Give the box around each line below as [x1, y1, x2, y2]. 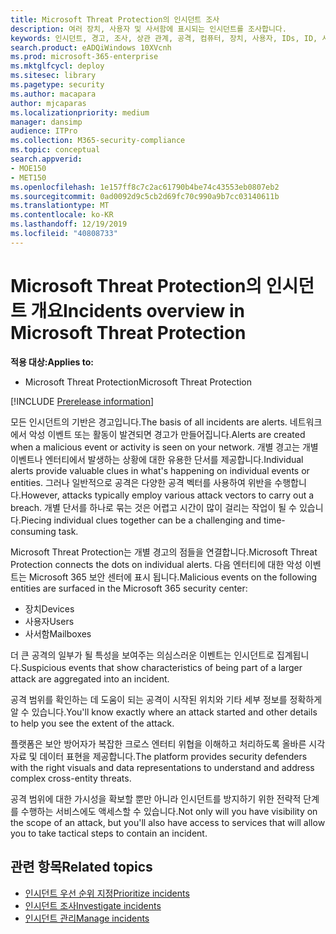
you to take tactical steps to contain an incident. [10, 827, 208, 839]
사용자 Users [24, 615, 75, 627]
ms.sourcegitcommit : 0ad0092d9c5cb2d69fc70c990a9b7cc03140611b [10, 191, 280, 201]
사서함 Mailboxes [24, 627, 92, 640]
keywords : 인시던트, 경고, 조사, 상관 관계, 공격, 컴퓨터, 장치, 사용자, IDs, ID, [10, 33, 318, 43]
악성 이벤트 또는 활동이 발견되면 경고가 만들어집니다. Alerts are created [28, 428, 306, 440]
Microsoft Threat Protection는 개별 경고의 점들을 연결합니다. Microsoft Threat [10, 546, 318, 558]
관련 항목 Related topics [10, 859, 153, 876]
